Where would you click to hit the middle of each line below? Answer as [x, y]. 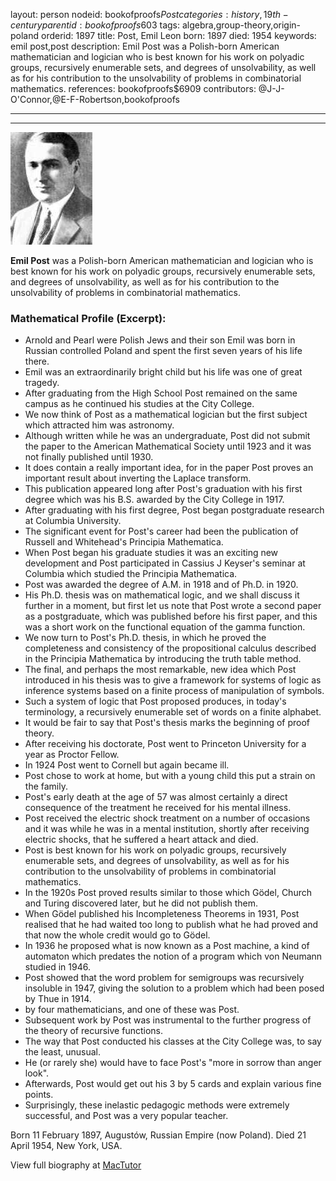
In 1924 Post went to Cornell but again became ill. [127, 765]
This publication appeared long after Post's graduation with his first [163, 489]
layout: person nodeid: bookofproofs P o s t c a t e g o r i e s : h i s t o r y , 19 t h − [149, 14]
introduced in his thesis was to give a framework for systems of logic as [173, 680]
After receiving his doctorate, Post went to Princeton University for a [165, 744]
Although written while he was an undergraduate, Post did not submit [167, 436]
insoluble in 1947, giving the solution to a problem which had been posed [174, 988]
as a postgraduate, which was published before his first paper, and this [171, 616]
